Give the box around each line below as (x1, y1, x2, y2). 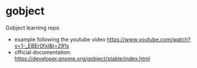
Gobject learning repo (5, 24, 60, 31)
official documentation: (14, 48, 72, 55)
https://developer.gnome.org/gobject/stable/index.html (14, 55, 150, 62)
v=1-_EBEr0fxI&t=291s (14, 42, 69, 49)
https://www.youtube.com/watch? (107, 36, 191, 43)
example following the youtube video (14, 36, 106, 43)
